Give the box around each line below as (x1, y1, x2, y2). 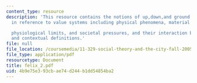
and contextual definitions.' (11, 36, 85, 41)
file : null (6, 41, 33, 47)
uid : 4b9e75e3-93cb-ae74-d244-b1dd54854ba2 (6, 68, 114, 74)
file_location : (6, 46, 43, 53)
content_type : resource (6, 8, 64, 15)
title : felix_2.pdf (6, 63, 54, 68)
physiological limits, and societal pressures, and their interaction (11, 30, 188, 36)
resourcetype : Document (6, 57, 64, 63)
